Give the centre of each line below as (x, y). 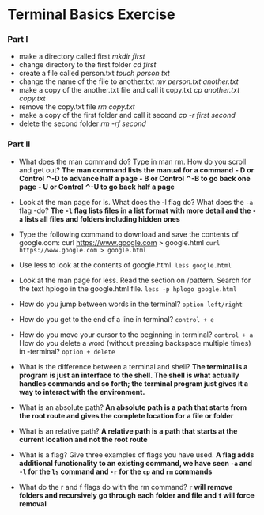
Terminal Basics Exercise (91, 15)
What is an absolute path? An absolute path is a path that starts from (133, 407)
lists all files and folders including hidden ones (102, 218)
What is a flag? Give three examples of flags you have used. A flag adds (136, 454)
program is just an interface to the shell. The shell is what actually (129, 375)
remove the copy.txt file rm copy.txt (77, 107)
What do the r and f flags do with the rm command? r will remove (126, 487)
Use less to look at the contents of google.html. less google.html (125, 265)
